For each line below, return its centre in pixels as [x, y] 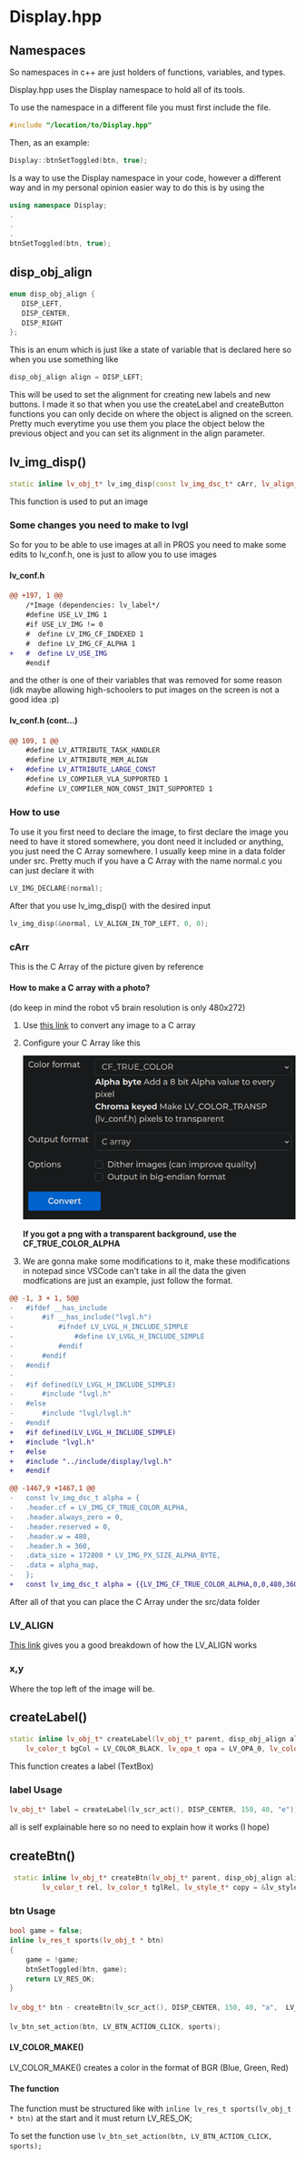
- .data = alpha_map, [54, 1565]
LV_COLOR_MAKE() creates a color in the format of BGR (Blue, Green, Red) [149, 2067]
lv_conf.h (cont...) [44, 720]
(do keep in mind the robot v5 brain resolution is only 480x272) [128, 1008]
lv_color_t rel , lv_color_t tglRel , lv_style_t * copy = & [154, 1887]
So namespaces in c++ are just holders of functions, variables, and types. [148, 72]
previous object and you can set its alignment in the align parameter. [137, 433]
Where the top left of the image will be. [82, 1689]
